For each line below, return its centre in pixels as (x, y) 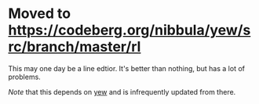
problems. (24, 77)
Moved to (40, 14)
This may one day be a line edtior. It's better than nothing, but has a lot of (127, 68)
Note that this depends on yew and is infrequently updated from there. (122, 91)
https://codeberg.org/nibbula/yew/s (129, 30)
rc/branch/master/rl (75, 47)
